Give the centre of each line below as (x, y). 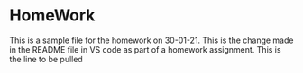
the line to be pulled (46, 59)
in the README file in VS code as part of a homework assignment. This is (145, 49)
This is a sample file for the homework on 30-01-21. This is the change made (151, 40)
